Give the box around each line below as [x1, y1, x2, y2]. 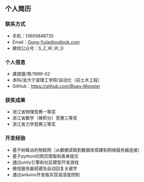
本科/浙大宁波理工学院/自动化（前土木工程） [12, 77, 102, 83]
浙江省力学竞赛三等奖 [12, 121, 56, 127]
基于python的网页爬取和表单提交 [12, 153, 79, 159]
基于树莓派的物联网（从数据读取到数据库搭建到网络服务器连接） [12, 147, 142, 153]
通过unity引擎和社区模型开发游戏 [12, 159, 79, 165]
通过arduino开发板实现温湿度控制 [12, 172, 80, 178]
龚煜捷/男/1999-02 [12, 71, 50, 76]
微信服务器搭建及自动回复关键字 [12, 165, 77, 171]
